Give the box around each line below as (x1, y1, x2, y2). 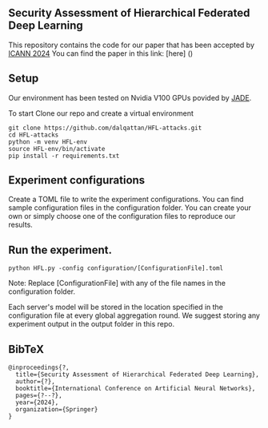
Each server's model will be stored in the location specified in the (8, 303, 224, 312)
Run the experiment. (8, 243, 113, 256)
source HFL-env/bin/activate (8, 145, 106, 153)
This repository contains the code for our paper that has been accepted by (8, 40, 254, 50)
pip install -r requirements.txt (8, 152, 120, 160)
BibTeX (8, 343, 44, 356)
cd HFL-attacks (8, 131, 59, 139)
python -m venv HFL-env (8, 137, 88, 146)
